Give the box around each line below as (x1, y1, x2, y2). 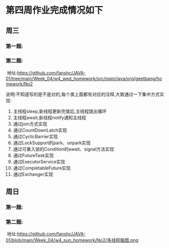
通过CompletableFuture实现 (13, 165, 71, 171)
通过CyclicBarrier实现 (13, 133, 59, 139)
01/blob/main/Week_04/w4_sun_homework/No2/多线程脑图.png (6, 237, 139, 243)
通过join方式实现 (13, 120, 47, 127)
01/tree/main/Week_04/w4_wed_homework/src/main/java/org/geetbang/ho (6, 75, 162, 81)
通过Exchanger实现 (13, 171, 53, 177)
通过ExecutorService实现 (13, 158, 66, 164)
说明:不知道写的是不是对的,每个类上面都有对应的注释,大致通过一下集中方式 (6, 91, 160, 97)
